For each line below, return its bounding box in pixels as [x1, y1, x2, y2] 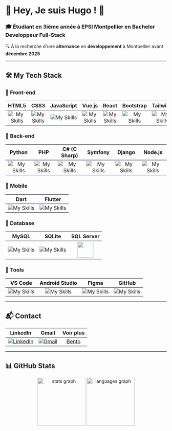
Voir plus [62, 329, 85, 336]
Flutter [44, 195, 61, 202]
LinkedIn [10, 329, 32, 336]
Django [117, 149, 136, 156]
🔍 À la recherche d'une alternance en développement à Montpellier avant [5, 43, 164, 50]
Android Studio [39, 280, 78, 287]
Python [9, 149, 28, 156]
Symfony [87, 149, 110, 156]
